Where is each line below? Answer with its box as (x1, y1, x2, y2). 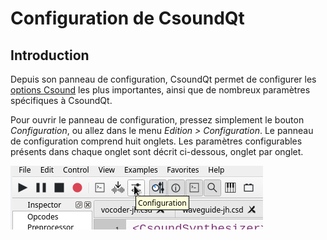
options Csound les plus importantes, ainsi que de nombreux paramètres (10, 84, 311, 96)
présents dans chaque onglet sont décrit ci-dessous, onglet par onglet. (10, 146, 304, 157)
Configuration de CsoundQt (10, 7, 245, 30)
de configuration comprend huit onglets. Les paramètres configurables (10, 135, 303, 147)
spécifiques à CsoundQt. (10, 95, 113, 106)
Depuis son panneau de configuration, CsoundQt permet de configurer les (10, 73, 317, 85)
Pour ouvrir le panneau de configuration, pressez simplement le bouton (10, 114, 305, 126)
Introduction (10, 47, 90, 64)
